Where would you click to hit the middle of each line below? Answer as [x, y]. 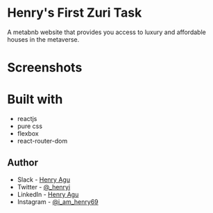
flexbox [28, 134]
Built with [35, 100]
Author [23, 163]
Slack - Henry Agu [44, 180]
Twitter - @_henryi [44, 187]
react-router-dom [42, 141]
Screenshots [45, 68]
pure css [30, 126]
